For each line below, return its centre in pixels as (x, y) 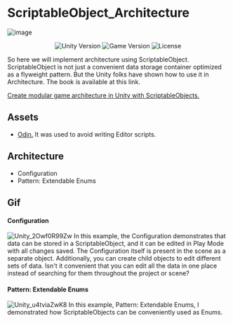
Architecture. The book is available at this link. (74, 81)
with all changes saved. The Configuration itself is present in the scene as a (116, 251)
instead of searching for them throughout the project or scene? (98, 273)
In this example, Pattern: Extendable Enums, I (134, 305)
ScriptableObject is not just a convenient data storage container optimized (115, 67)
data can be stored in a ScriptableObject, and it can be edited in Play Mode (116, 244)
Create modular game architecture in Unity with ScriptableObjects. (104, 95)
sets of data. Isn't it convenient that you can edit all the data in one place (112, 266)
